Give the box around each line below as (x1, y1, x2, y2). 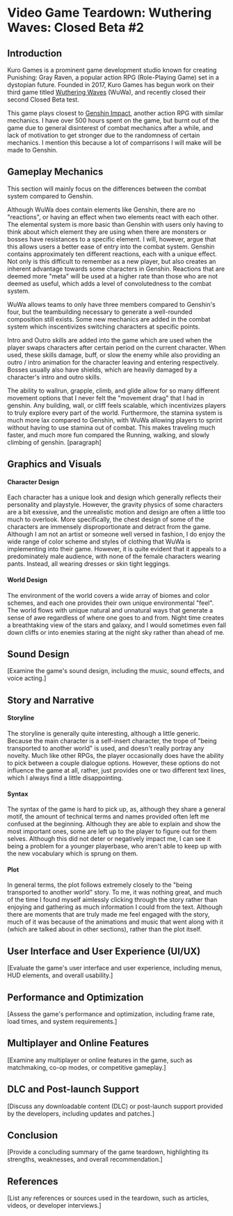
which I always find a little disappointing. (7, 774, 124, 782)
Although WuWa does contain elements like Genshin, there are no (7, 205, 196, 214)
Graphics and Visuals (7, 458, 102, 471)
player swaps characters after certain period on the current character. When (7, 343, 226, 352)
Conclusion (7, 1130, 58, 1142)
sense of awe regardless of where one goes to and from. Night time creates (7, 613, 225, 622)
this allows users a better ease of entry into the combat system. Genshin (7, 242, 215, 251)
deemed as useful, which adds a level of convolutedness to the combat (7, 279, 212, 287)
